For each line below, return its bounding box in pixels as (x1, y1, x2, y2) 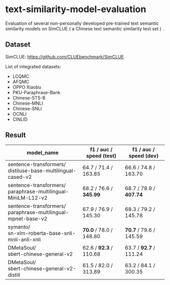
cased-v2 (8, 173, 32, 180)
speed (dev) (129, 152, 159, 159)
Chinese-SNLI (12, 105, 42, 112)
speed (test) (86, 152, 116, 159)
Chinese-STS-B (12, 94, 46, 101)
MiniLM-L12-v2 (8, 194, 48, 201)
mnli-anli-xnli (8, 236, 41, 243)
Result (5, 131, 26, 139)
